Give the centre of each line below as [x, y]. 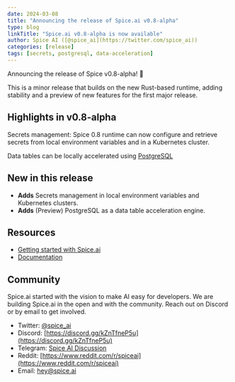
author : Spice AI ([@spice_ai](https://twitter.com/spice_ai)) [103, 40]
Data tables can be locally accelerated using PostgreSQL [90, 155]
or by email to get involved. [47, 312]
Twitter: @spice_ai [44, 326]
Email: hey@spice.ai [47, 371]
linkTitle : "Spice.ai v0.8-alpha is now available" [85, 34]
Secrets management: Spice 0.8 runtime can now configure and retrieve [113, 134]
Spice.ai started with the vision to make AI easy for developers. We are [110, 297]
